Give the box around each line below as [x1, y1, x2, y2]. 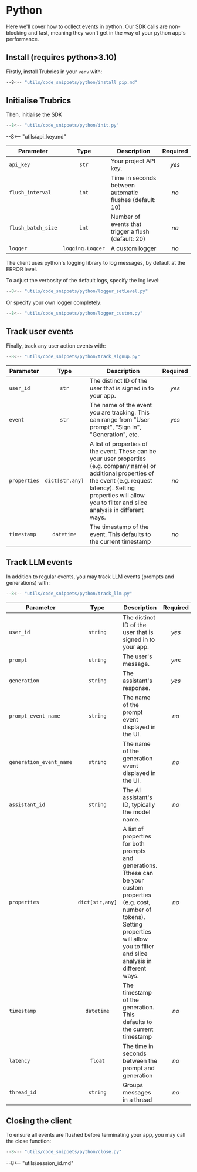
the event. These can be [90, 447, 157, 455]
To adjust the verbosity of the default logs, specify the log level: [6, 277, 160, 284]
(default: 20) [110, 235, 145, 243]
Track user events [6, 326, 73, 336]
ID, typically [123, 801, 155, 809]
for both [123, 840, 145, 848]
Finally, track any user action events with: [6, 342, 106, 349]
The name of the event [90, 400, 152, 409]
